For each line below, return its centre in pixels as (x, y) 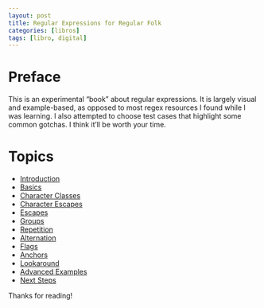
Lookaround (39, 263)
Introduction (40, 179)
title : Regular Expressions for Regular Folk (85, 23)
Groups (32, 221)
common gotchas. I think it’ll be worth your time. (87, 125)
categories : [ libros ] (44, 30)
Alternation (38, 238)
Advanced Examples (53, 272)
